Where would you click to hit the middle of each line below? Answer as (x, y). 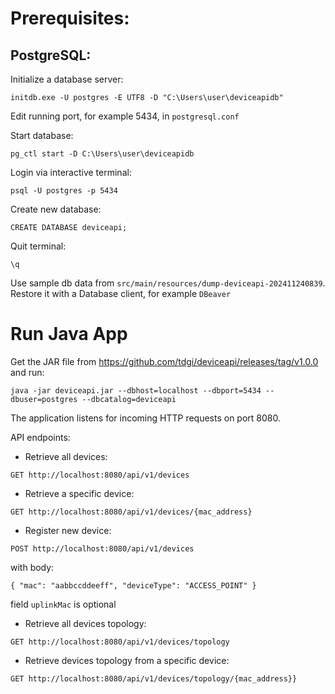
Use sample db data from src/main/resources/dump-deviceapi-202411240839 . (168, 283)
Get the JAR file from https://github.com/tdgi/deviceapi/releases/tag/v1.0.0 (164, 361)
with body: (32, 567)
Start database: (42, 135)
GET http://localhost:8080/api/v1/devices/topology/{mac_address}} (154, 678)
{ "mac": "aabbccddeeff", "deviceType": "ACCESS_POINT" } (133, 585)
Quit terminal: (38, 246)
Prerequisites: (70, 18)
